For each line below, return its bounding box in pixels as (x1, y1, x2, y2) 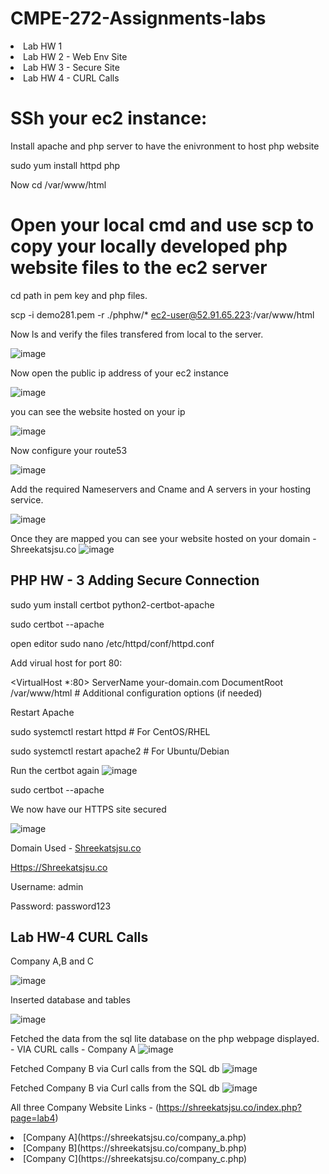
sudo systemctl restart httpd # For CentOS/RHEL (10, 725, 211, 737)
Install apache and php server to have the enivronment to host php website (10, 140, 320, 152)
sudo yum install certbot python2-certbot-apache (10, 598, 215, 611)
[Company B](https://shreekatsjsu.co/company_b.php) (23, 1142, 248, 1154)
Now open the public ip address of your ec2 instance (10, 367, 229, 379)
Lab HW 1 (23, 40, 63, 52)
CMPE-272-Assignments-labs (10, 7, 267, 30)
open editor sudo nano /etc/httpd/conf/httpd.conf (10, 637, 215, 649)
